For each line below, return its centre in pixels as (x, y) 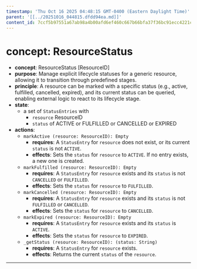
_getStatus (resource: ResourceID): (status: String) (90, 243)
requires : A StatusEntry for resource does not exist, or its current (111, 142)
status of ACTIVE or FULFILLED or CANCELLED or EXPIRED (104, 124)
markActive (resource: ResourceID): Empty (76, 137)
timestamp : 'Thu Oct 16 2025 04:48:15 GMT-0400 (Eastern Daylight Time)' (98, 11)
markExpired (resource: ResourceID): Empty (77, 217)
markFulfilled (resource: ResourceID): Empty (80, 168)
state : (22, 105)
